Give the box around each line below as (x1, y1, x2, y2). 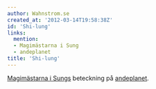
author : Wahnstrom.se (7, 10, 70, 17)
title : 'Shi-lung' (7, 55, 60, 62)
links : (7, 29, 26, 37)
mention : (13, 36, 39, 43)
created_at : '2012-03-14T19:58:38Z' (7, 17, 113, 23)
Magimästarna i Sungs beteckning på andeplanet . (7, 74, 149, 82)
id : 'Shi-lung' (7, 23, 51, 30)
